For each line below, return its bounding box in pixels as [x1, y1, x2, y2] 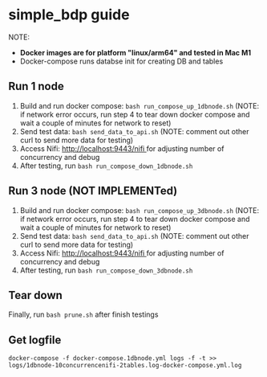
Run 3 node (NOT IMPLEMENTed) [8, 184, 178, 198]
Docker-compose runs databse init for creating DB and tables [19, 56, 224, 66]
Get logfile [8, 333, 62, 346]
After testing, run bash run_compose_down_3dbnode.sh [19, 265, 193, 275]
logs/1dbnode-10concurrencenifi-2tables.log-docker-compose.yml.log [8, 362, 242, 370]
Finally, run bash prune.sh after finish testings [8, 309, 159, 319]
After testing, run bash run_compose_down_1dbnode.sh [19, 161, 193, 170]
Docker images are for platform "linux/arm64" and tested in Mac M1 [19, 47, 251, 57]
